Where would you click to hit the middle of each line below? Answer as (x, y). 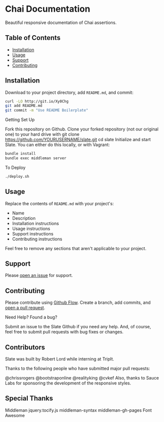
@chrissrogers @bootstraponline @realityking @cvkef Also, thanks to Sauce (82, 378)
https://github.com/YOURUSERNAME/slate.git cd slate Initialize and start (78, 140)
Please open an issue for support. (39, 275)
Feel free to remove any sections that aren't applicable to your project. (76, 248)
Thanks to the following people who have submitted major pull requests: (78, 369)
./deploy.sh (17, 176)
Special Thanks (29, 398)
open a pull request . (25, 308)
